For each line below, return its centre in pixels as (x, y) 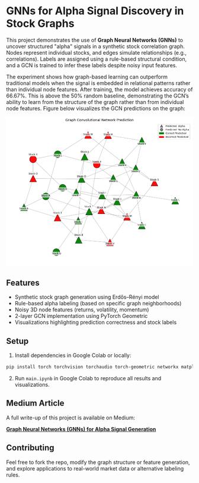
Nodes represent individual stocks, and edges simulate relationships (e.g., (96, 52)
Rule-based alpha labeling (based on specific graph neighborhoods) (98, 304)
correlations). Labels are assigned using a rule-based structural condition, (97, 59)
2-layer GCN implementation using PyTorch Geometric (81, 316)
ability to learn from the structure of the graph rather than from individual (95, 102)
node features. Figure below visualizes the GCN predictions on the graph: (96, 108)
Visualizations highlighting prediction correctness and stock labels (96, 323)
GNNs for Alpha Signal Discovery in (95, 11)
